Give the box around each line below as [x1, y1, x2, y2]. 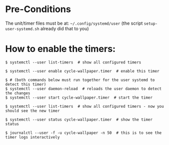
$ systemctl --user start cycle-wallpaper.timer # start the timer [5, 95, 153, 100]
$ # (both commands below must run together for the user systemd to [5, 77, 155, 83]
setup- [144, 21, 158, 26]
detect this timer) [5, 82, 47, 87]
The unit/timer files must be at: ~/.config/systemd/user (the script [5, 20, 143, 26]
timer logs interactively [5, 134, 60, 139]
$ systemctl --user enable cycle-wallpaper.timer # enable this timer [5, 68, 159, 74]
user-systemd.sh [5, 26, 39, 31]
